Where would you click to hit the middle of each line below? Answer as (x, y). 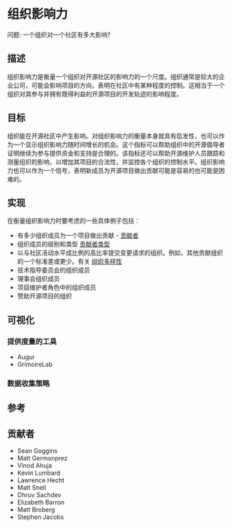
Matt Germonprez (42, 458)
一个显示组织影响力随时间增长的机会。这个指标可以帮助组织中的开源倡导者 (119, 144)
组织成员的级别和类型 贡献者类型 (64, 244)
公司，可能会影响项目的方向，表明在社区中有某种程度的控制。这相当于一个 (119, 85)
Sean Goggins (37, 451)
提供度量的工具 (32, 341)
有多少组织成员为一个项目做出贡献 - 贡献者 (78, 235)
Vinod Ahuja (35, 466)
